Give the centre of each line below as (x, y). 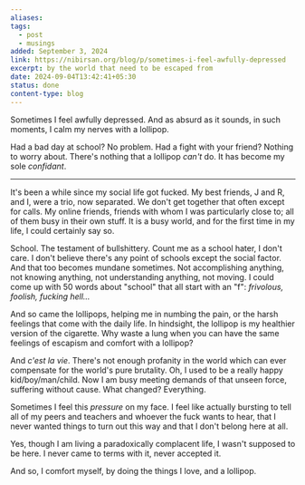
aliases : (27, 18)
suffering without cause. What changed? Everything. (108, 389)
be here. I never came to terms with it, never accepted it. (116, 453)
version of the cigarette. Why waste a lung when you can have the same (145, 333)
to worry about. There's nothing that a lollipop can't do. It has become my (148, 156)
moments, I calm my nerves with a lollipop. (90, 129)
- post (31, 34)
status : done (35, 85)
